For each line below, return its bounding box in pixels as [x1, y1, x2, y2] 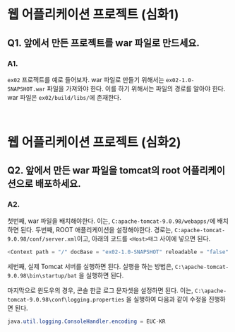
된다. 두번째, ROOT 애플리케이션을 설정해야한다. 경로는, [20, 225, 174, 234]
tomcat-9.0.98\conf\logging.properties [7, 296, 125, 303]
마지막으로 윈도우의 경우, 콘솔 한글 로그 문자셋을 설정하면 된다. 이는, [7, 286, 194, 294]
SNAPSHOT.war [7, 86, 46, 93]
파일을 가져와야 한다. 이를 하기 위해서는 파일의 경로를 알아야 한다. [47, 84, 226, 93]
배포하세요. [35, 178, 81, 190]
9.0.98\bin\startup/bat [7, 272, 78, 280]
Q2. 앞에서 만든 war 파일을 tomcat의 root [7, 164, 181, 177]
